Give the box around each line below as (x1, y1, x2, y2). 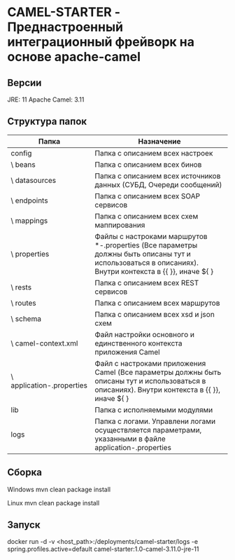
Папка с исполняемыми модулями (94, 404, 213, 414)
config (10, 148, 32, 158)
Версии (7, 76, 42, 88)
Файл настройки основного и (94, 329, 194, 339)
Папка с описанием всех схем (94, 211, 199, 221)
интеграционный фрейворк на (7, 34, 194, 50)
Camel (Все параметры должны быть (94, 367, 222, 377)
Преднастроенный (7, 19, 124, 35)
